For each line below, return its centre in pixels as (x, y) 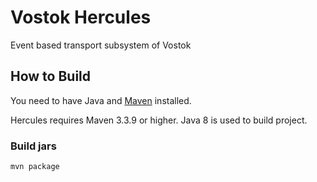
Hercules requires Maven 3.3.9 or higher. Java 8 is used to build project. (159, 120)
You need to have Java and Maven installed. (101, 100)
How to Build (51, 76)
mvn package (35, 167)
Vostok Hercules (81, 17)
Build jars (33, 146)
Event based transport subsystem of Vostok (101, 45)
